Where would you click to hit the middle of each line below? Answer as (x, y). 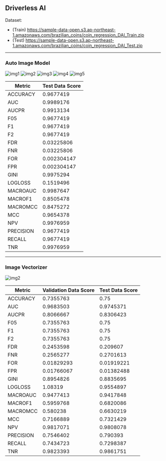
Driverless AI (25, 8)
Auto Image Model (28, 63)
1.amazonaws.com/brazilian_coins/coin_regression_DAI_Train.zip (78, 35)
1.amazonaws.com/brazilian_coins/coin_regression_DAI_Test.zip (77, 45)
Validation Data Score (69, 290)
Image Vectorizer (26, 267)
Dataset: (14, 20)
